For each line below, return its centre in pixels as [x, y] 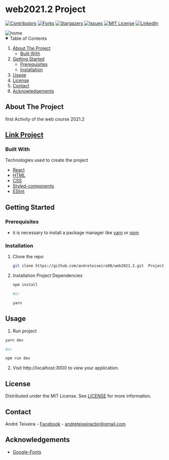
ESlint [18, 191]
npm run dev [18, 358]
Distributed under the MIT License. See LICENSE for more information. [78, 396]
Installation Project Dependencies [47, 275]
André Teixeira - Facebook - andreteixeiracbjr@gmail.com [66, 424]
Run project [24, 331]
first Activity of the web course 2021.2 [45, 119]
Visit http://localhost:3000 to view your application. [66, 368]
